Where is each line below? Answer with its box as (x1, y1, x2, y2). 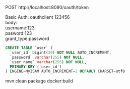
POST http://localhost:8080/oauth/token (5, 5, 89, 10)
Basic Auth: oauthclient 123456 (5, 14, 70, 20)
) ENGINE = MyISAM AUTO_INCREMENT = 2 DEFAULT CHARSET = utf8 (5, 69, 125, 74)
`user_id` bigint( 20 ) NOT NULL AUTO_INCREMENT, (10, 50, 112, 55)
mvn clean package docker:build (5, 78, 73, 84)
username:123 (5, 25, 35, 31)
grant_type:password (5, 35, 49, 41)
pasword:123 (5, 30, 32, 36)
